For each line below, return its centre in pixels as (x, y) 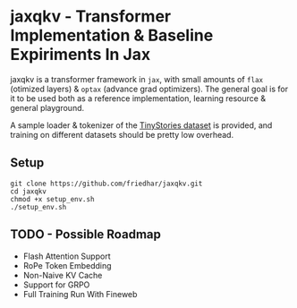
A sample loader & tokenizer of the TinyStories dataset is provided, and (141, 125)
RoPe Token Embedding (67, 265)
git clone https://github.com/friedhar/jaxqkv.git (106, 184)
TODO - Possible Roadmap (86, 235)
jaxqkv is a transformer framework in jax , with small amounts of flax (136, 79)
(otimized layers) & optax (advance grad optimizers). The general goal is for (149, 89)
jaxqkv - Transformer (91, 17)
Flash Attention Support (67, 256)
